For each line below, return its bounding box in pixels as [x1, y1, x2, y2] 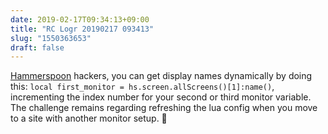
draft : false [10, 42, 65, 53]
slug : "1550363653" [10, 33, 92, 43]
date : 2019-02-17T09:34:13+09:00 [10, 14, 150, 25]
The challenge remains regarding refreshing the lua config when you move [10, 102, 318, 114]
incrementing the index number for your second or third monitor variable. [10, 91, 312, 103]
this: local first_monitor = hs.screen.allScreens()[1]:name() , [10, 81, 275, 93]
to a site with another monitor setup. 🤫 [10, 112, 168, 125]
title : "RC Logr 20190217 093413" [10, 24, 155, 34]
